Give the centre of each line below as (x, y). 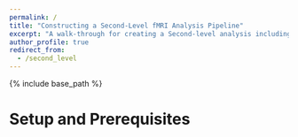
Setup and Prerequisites (100, 119)
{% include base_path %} (56, 84)
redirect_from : (37, 50)
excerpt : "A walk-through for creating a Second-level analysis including (150, 34)
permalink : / (33, 17)
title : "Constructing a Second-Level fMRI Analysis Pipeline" (126, 26)
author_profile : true (49, 42)
